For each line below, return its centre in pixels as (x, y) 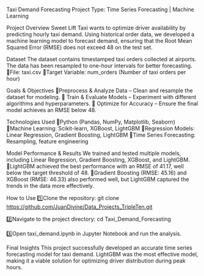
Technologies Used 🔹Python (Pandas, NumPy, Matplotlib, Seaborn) (91, 122)
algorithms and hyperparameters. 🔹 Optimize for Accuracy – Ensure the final (102, 103)
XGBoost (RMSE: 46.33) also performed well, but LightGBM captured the (98, 179)
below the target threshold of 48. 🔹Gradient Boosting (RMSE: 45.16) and (97, 173)
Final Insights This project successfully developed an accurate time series (99, 248)
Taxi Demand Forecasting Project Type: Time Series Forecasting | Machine (100, 9)
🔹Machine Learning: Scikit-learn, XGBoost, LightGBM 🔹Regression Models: (100, 128)
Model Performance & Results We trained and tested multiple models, (94, 153)
